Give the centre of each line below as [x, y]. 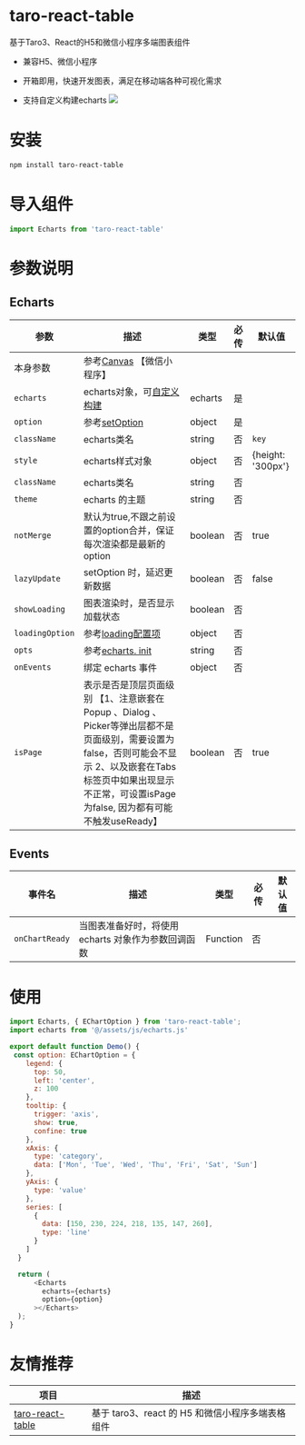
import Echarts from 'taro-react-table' [87, 229]
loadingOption [44, 633]
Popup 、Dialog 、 [122, 712]
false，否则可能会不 [125, 752]
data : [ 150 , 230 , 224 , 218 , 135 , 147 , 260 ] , [128, 1224]
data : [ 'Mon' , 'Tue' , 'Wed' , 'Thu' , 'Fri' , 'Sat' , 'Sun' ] [145, 1165]
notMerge [33, 535]
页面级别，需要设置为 [129, 739]
